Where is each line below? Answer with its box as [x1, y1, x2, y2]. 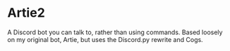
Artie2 [7, 5, 46, 21]
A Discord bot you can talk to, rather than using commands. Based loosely [7, 28, 223, 36]
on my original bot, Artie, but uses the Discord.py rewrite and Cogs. [7, 35, 203, 43]
